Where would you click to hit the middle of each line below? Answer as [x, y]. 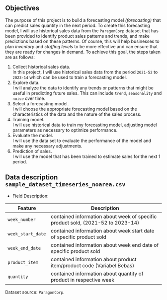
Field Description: [30, 196]
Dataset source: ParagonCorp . [35, 292]
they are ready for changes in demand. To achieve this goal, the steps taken [83, 52]
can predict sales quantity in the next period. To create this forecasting [78, 25]
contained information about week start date [102, 230]
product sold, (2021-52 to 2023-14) [95, 223]
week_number [22, 220]
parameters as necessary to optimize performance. [65, 130]
